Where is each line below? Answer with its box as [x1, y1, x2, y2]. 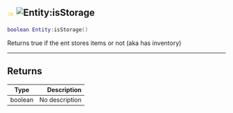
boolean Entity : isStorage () [7, 26, 89, 33]
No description [39, 96, 82, 104]
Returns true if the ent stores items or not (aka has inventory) [7, 39, 182, 47]
